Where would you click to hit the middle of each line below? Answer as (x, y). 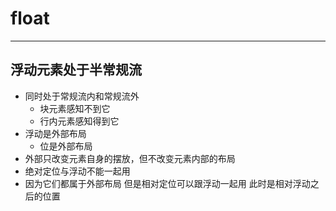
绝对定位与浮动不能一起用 (77, 171)
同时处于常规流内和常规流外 (82, 96)
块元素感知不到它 (75, 108)
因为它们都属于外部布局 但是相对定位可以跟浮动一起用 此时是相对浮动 (167, 183)
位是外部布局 (66, 146)
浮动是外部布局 (55, 133)
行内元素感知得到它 (79, 121)
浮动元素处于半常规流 (76, 70)
